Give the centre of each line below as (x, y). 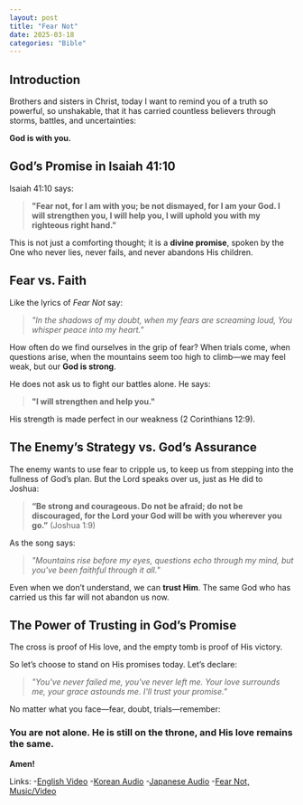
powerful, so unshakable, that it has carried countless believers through (143, 111)
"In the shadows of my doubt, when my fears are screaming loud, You (162, 320)
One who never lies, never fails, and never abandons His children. (131, 252)
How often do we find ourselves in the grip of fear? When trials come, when (150, 347)
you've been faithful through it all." (96, 570)
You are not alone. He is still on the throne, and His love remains (151, 733)
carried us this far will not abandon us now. (89, 597)
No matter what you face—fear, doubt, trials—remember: (115, 709)
